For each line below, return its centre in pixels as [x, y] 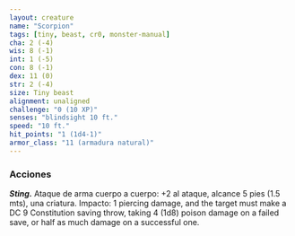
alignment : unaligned [50, 101]
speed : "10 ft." [39, 127]
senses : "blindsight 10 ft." [64, 118]
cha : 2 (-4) [31, 43]
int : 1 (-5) [31, 59]
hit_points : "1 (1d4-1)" [56, 135]
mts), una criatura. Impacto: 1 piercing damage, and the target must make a [148, 204]
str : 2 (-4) [31, 84]
